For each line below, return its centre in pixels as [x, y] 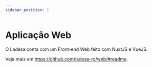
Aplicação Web [38, 35]
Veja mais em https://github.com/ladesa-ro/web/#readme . [67, 59]
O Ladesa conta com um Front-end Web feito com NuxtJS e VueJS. [77, 49]
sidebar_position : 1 [27, 10]
